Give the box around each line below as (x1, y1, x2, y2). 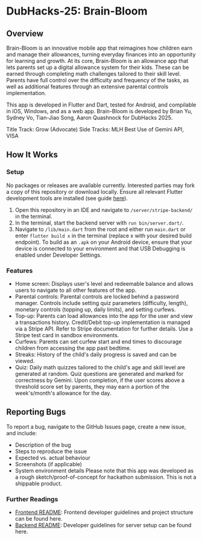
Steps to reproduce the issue (14, 447, 87, 455)
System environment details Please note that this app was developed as (14, 467, 194, 474)
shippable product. (14, 479, 62, 487)
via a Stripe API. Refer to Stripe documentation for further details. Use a (14, 325, 193, 332)
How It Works (6, 150, 58, 160)
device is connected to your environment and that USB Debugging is (14, 245, 186, 252)
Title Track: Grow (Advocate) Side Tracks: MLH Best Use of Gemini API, (6, 126, 184, 133)
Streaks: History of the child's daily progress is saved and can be (14, 351, 177, 358)
